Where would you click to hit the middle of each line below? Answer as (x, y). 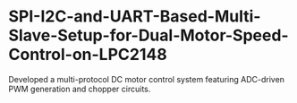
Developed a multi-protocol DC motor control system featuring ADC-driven (147, 79)
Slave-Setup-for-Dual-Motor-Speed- (148, 35)
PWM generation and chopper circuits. (80, 89)
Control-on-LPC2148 (88, 55)
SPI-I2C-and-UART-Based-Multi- (135, 17)
